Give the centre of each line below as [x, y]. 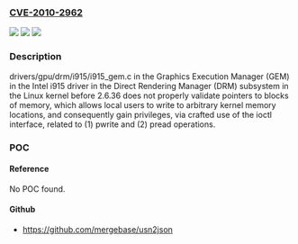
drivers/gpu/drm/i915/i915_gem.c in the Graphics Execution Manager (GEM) [149, 76]
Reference [29, 169]
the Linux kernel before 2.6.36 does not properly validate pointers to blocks [149, 95]
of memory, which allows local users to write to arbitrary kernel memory [143, 104]
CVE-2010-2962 [46, 13]
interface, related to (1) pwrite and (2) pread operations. [113, 124]
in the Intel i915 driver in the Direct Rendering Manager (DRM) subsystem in [149, 86]
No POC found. [37, 189]
